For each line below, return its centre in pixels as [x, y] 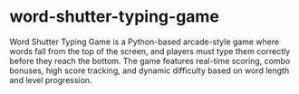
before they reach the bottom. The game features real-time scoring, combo [150, 61]
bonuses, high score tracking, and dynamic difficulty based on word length [149, 70]
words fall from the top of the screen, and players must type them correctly [150, 51]
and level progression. [51, 80]
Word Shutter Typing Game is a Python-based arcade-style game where [145, 42]
